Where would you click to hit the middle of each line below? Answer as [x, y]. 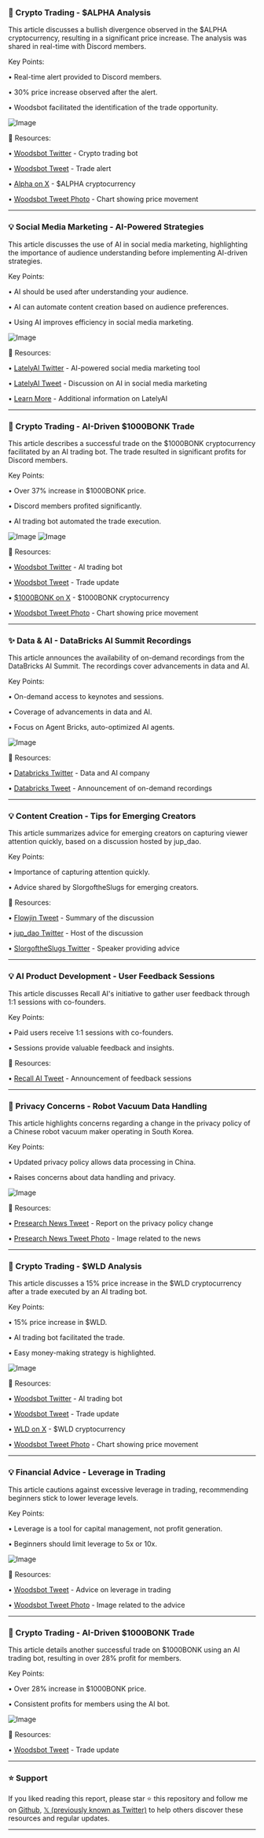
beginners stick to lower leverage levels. [73, 1498]
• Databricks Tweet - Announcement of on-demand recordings [110, 788]
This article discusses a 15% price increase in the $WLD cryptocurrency [125, 1283]
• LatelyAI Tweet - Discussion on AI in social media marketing [108, 383]
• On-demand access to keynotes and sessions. [86, 697]
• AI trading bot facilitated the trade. [67, 1338]
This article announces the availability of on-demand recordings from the [126, 658]
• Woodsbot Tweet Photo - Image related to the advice [97, 1605]
